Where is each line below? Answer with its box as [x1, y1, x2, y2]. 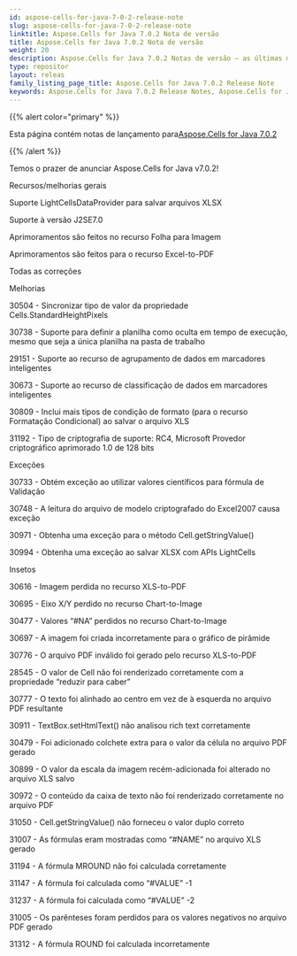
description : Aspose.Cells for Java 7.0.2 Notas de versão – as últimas [9, 54, 283, 63]
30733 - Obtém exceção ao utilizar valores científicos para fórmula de [9, 476, 265, 487]
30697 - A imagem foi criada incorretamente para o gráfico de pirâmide [9, 632, 270, 643]
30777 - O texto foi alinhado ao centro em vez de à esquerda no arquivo [9, 693, 272, 704]
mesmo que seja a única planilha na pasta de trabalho [9, 335, 206, 346]
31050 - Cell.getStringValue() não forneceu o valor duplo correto [9, 816, 245, 828]
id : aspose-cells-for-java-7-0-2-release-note [9, 12, 184, 22]
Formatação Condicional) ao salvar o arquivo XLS [9, 415, 190, 426]
